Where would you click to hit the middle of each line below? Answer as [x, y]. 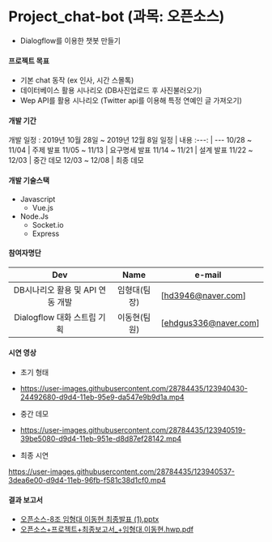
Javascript [38, 198]
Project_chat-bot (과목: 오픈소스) [117, 17]
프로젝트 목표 [29, 61]
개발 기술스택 [29, 180]
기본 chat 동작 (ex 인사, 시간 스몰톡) [77, 80]
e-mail [208, 275]
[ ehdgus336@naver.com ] [210, 322]
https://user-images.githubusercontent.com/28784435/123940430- [134, 388]
